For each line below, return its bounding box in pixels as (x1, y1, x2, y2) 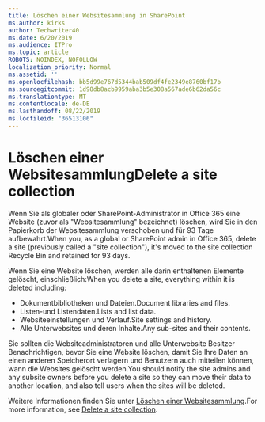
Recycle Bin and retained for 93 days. (8, 250, 131, 260)
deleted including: (8, 283, 67, 292)
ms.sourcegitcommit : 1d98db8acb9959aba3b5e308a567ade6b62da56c (8, 85, 221, 93)
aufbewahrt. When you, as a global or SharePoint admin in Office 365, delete (8, 234, 256, 243)
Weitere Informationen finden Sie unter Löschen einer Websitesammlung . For (8, 396, 258, 405)
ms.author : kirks (8, 19, 66, 27)
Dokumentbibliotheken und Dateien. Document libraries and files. (19, 298, 231, 307)
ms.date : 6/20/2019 (8, 33, 73, 42)
